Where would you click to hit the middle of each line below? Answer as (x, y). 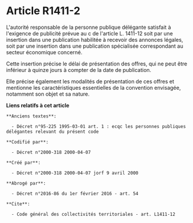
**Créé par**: (24, 163)
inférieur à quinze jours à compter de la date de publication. (79, 70)
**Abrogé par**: (26, 183)
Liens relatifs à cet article (38, 105)
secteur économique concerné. (44, 52)
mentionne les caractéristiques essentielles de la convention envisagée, (94, 87)
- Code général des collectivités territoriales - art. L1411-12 (94, 214)
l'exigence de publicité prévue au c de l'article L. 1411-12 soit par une (89, 33)
